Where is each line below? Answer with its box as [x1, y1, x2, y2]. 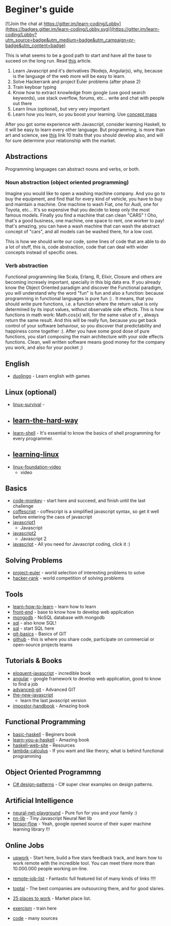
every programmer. [12, 435, 54, 441]
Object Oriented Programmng [5, 768, 101, 777]
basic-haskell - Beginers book [12, 731, 77, 737]
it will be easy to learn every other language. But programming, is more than [5, 127, 165, 133]
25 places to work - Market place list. [12, 895, 91, 901]
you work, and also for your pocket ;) [5, 344, 83, 351]
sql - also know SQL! [12, 620, 57, 626]
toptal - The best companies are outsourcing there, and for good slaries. [12, 886, 165, 892]
